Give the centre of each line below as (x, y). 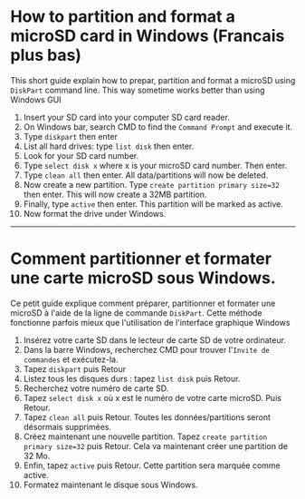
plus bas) (46, 55)
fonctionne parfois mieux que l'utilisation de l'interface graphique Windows (150, 322)
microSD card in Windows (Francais (148, 36)
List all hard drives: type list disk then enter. (109, 146)
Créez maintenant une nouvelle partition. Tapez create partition (145, 436)
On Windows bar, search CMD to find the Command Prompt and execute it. (158, 127)
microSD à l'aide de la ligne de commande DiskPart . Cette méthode (136, 313)
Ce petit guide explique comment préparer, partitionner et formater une (143, 303)
